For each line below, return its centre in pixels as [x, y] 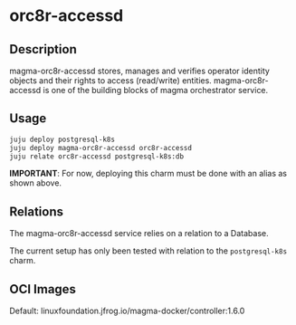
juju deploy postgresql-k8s [62, 139]
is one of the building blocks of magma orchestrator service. [156, 90]
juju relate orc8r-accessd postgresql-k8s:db [96, 156]
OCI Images [43, 289]
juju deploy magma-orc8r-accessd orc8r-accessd [101, 148]
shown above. [35, 183]
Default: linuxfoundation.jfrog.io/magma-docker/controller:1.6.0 [127, 311]
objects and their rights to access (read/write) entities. [111, 81]
